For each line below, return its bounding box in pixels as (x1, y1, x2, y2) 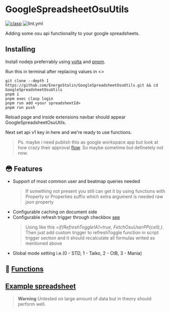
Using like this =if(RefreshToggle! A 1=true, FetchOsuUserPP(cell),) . (25, 224, 164, 230)
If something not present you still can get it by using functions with (25, 188, 165, 194)
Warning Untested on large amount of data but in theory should (17, 295, 152, 301)
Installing (5, 45, 36, 54)
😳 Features (5, 164, 43, 174)
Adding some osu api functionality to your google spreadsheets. (5, 30, 140, 36)
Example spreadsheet (5, 282, 76, 291)
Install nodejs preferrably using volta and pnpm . (5, 59, 106, 65)
